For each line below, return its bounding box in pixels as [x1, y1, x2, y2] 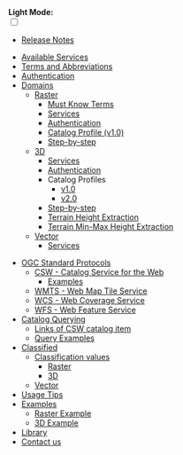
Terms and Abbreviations [20, 61, 113, 72]
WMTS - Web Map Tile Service [34, 286, 148, 296]
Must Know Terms [47, 99, 114, 109]
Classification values [34, 352, 111, 362]
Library [20, 428, 48, 437]
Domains [20, 80, 54, 90]
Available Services [20, 51, 89, 62]
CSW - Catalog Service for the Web [34, 267, 164, 277]
